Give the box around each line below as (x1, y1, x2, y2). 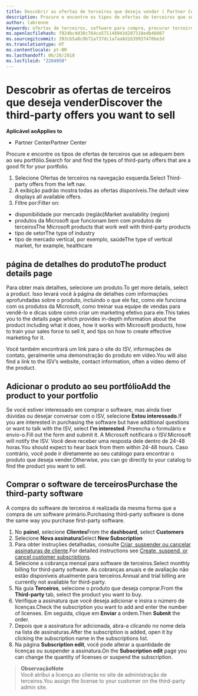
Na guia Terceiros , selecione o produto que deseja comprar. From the (14, 584, 183, 592)
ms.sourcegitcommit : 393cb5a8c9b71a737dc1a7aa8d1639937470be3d (6, 36, 165, 42)
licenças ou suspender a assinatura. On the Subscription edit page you (14, 647, 187, 654)
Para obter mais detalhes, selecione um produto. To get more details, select (6, 284, 189, 291)
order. (14, 616, 29, 623)
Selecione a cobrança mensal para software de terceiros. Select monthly (14, 559, 190, 566)
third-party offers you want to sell (6, 108, 176, 121)
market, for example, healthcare (14, 242, 93, 249)
